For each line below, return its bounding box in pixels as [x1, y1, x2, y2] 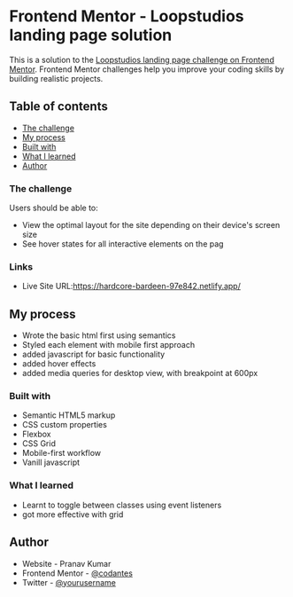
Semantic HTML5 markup [21, 410, 116, 420]
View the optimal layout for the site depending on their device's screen [21, 220, 281, 231]
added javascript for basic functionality [21, 349, 166, 360]
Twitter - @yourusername [21, 577, 117, 587]
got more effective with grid [21, 508, 124, 520]
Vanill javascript [21, 457, 81, 467]
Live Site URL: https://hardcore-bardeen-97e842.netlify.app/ [21, 281, 241, 292]
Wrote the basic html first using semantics [21, 330, 176, 341]
